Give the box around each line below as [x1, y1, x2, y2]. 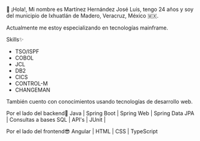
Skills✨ [6, 36, 24, 43]
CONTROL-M [14, 80, 48, 87]
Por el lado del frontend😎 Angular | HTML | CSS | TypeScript [6, 128, 158, 135]
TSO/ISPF [14, 48, 39, 55]
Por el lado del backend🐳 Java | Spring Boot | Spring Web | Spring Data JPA [6, 110, 195, 117]
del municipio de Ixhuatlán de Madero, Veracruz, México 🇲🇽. [6, 12, 158, 19]
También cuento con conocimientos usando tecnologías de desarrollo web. [6, 98, 193, 105]
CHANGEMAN [14, 86, 51, 93]
